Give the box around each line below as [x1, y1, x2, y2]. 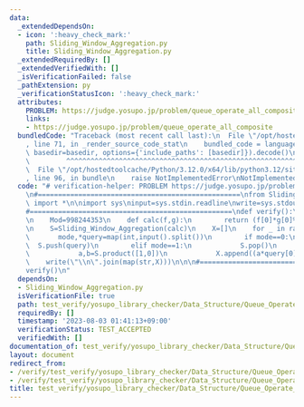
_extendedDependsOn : [17, 22, 95, 31]
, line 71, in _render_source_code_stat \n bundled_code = [25, 140, 261, 149]
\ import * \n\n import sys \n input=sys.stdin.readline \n [25, 199, 237, 208]
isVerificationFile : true [17, 291, 116, 300]
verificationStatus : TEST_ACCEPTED [17, 325, 152, 334]
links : [25, 114, 51, 123]
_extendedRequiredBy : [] [17, 55, 111, 64]
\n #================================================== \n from [25, 190, 265, 199]
